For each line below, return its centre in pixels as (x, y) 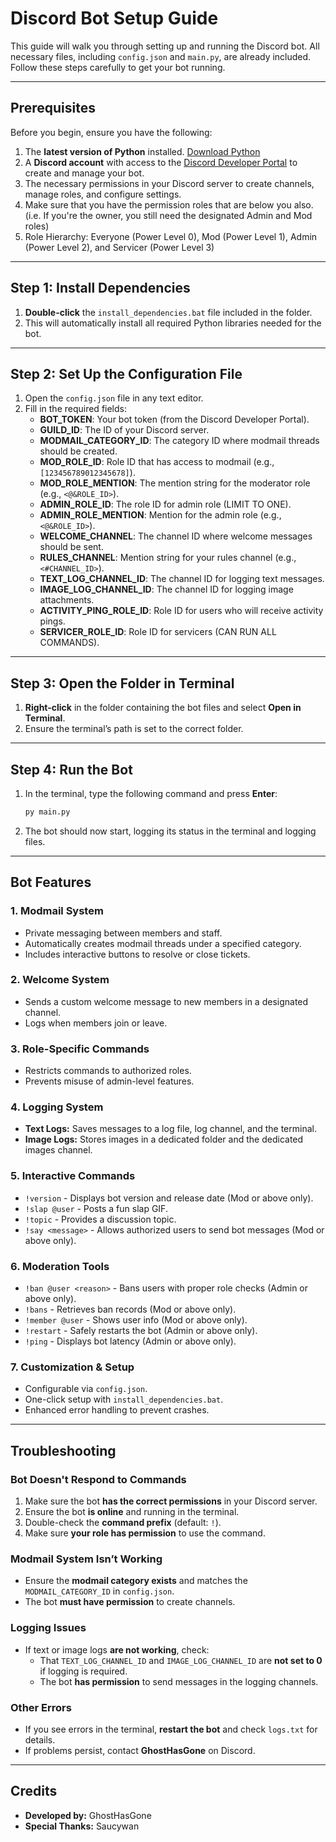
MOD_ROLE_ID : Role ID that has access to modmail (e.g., (157, 462)
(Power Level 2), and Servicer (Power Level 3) (119, 247)
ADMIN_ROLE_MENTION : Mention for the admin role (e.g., (160, 515)
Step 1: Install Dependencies (100, 288)
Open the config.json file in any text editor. (114, 398)
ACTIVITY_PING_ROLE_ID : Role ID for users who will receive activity (181, 611)
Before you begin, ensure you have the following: (111, 132)
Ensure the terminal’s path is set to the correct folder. (134, 729)
